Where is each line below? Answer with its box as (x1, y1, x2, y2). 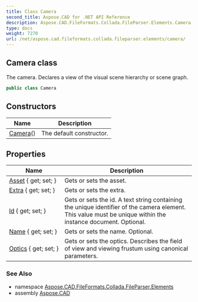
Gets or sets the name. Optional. (64, 228, 154, 236)
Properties (6, 149, 46, 159)
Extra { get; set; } (9, 186, 55, 194)
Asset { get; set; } (9, 177, 57, 185)
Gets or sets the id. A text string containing (64, 196, 183, 204)
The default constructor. (41, 129, 109, 137)
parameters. (64, 252, 98, 260)
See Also (6, 269, 32, 278)
